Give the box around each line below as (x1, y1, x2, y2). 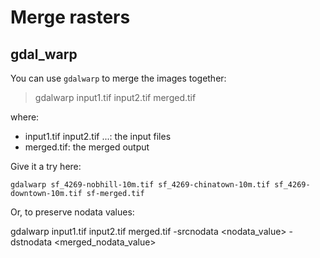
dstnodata (10, 236, 53, 248)
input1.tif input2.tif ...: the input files (24, 131, 172, 142)
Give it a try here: (10, 161, 82, 172)
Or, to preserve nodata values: (10, 206, 135, 218)
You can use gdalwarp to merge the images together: (10, 72, 227, 84)
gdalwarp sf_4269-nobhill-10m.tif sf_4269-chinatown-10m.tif (10, 180, 271, 190)
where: (10, 111, 40, 123)
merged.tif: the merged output (24, 141, 150, 153)
